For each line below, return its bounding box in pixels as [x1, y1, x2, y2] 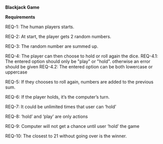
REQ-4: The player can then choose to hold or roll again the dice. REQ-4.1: [5, 53, 158, 59]
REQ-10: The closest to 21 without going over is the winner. [5, 133, 127, 139]
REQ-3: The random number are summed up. [5, 43, 99, 49]
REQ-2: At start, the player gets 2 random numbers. [5, 34, 111, 39]
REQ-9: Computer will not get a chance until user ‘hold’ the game [5, 123, 139, 129]
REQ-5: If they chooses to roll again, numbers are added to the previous [5, 79, 154, 85]
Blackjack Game [5, 5, 40, 10]
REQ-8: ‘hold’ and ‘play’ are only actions [5, 113, 88, 119]
